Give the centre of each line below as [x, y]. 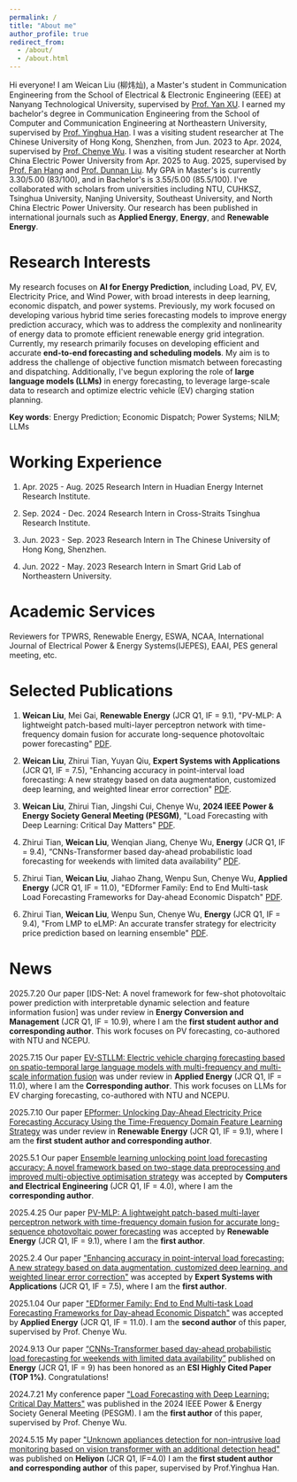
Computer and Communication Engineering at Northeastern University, [138, 123]
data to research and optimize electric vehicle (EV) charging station [132, 390]
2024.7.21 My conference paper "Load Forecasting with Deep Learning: [139, 1394]
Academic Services [82, 612]
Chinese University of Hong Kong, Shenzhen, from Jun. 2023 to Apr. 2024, [146, 142]
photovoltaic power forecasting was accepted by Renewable [158, 1231]
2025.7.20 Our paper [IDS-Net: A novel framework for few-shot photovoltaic [148, 993]
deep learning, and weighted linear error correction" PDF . [126, 788]
